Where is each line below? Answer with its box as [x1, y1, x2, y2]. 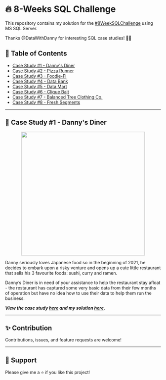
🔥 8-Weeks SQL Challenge [5, 3, 116, 15]
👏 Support [5, 356, 37, 364]
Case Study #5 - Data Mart [12, 83, 68, 90]
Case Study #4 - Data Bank [12, 78, 68, 84]
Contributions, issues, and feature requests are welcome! [5, 337, 122, 343]
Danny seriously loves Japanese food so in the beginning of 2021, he [5, 259, 146, 265]
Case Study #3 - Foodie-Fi [12, 73, 67, 79]
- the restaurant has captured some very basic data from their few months [5, 285, 157, 290]
